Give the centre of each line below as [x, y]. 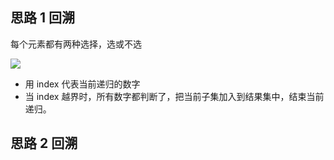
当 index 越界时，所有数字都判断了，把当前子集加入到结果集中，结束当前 [174, 96]
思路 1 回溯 [43, 18]
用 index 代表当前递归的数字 [82, 84]
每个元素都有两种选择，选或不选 [76, 44]
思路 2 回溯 [44, 143]
